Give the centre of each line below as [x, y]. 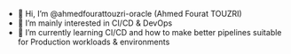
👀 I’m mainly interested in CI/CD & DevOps [95, 23]
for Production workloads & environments [94, 42]
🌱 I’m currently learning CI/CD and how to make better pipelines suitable [149, 32]
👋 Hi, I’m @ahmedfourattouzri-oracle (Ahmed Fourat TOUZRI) [130, 14]
